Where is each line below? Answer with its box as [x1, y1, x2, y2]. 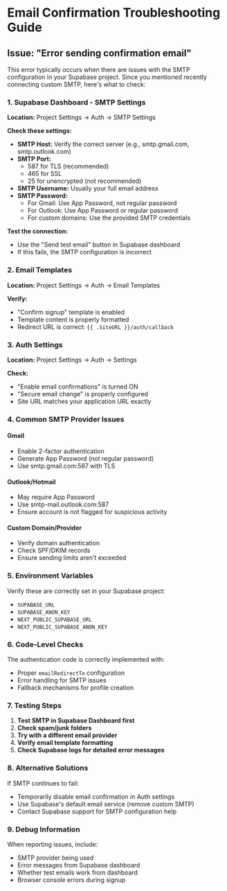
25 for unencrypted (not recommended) [27, 177, 142, 185]
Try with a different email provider [17, 731, 118, 739]
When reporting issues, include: [7, 840, 98, 848]
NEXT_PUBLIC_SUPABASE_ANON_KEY [17, 624, 108, 630]
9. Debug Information [7, 824, 81, 834]
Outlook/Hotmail [7, 477, 56, 486]
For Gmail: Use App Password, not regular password [27, 199, 177, 207]
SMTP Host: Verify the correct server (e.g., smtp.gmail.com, [17, 140, 190, 148]
